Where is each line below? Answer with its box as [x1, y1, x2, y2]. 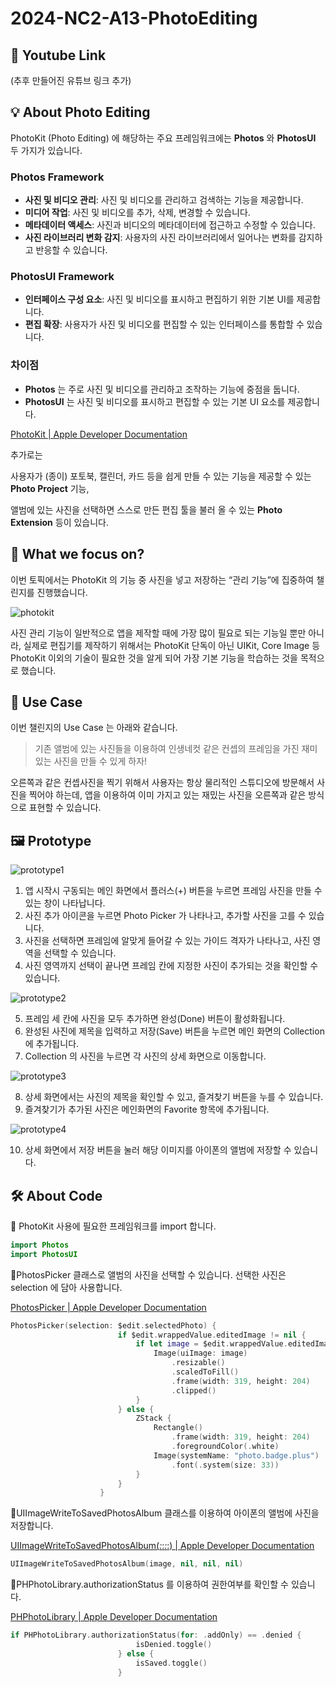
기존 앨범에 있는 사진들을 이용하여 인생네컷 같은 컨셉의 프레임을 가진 [34, 743, 300, 755]
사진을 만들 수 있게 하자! [53, 755, 148, 767]
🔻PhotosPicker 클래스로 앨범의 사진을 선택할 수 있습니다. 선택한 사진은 [10, 1268, 287, 1281]
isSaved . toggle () [135, 1658, 208, 1668]
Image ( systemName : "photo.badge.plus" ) [153, 1450, 320, 1461]
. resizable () [171, 1358, 226, 1368]
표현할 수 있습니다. [28, 802, 102, 814]
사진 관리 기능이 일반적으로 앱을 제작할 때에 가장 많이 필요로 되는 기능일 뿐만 [10, 627, 307, 639]
